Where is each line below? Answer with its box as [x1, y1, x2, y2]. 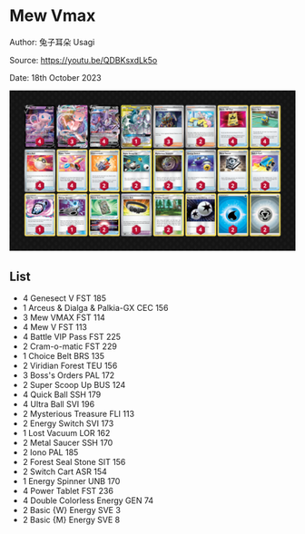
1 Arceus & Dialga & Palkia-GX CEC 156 [22, 303, 169, 314]
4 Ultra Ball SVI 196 [22, 399, 95, 410]
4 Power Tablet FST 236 [22, 486, 113, 497]
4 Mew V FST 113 [22, 322, 88, 333]
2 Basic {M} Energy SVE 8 [22, 514, 121, 526]
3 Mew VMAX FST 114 [22, 312, 106, 323]
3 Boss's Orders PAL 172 [22, 370, 115, 381]
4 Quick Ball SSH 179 [22, 389, 102, 400]
